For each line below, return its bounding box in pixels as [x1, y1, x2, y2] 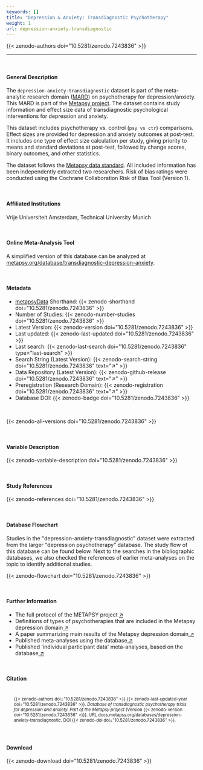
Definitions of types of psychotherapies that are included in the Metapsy [14, 617, 196, 624]
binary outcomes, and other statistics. [6, 150, 101, 157]
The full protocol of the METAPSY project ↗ [14, 611, 124, 618]
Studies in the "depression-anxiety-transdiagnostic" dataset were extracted [6, 534, 195, 542]
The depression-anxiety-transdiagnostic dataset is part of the [6, 87, 163, 94]
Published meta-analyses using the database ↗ [14, 636, 133, 644]
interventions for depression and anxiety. [6, 112, 109, 120]
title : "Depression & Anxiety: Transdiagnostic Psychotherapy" [6, 15, 169, 21]
